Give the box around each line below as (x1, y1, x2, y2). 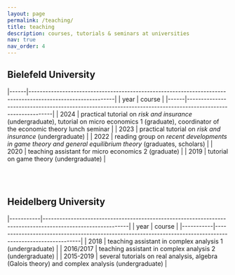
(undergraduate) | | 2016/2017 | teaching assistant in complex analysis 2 (7, 244, 216, 253)
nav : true (7, 36, 36, 43)
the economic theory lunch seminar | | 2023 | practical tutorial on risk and (7, 124, 221, 133)
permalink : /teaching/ (7, 17, 74, 24)
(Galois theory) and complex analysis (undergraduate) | (7, 259, 167, 267)
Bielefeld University (7, 69, 96, 81)
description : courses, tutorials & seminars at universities (7, 29, 190, 37)
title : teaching (7, 23, 55, 30)
